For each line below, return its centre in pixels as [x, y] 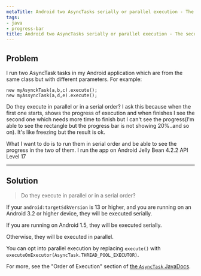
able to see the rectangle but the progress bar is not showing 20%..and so [98, 125]
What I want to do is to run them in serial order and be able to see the [92, 143]
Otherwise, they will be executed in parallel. [60, 236]
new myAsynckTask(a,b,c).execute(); [52, 90]
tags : [13, 17]
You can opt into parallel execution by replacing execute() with [83, 248]
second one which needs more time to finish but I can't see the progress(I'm [100, 119]
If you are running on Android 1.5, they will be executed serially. [84, 225]
